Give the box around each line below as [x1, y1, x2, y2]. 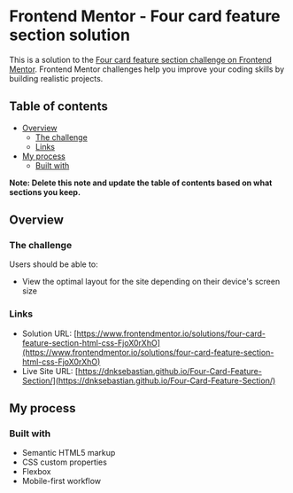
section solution [9, 25, 131, 45]
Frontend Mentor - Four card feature [9, 6, 281, 27]
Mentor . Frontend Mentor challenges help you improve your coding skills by [9, 64, 285, 74]
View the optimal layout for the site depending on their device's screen [21, 277, 281, 287]
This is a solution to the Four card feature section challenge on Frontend [9, 54, 273, 65]
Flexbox [21, 466, 51, 477]
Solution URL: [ [21, 328, 77, 339]
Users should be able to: [9, 259, 99, 270]
